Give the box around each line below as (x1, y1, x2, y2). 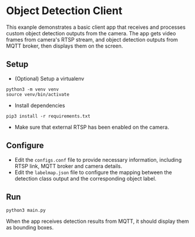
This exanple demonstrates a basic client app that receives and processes (6, 24, 186, 31)
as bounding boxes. (6, 224, 54, 231)
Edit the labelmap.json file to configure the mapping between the (14, 169, 172, 176)
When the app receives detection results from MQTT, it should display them (6, 218, 189, 225)
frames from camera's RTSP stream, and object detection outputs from (6, 36, 178, 43)
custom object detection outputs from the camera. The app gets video (6, 29, 176, 36)
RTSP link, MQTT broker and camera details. (14, 162, 122, 169)
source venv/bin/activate (6, 91, 69, 98)
